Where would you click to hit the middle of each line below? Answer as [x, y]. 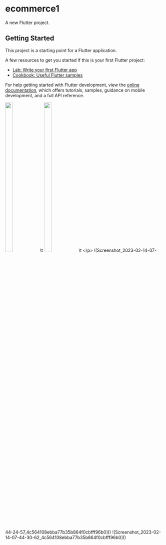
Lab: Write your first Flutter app [45, 70]
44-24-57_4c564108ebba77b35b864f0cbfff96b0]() [58, 532]
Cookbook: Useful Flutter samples [47, 75]
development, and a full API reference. [45, 95]
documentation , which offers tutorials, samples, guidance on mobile [75, 90]
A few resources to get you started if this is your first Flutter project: [75, 60]
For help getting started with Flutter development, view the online [72, 85]
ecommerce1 [32, 9]
